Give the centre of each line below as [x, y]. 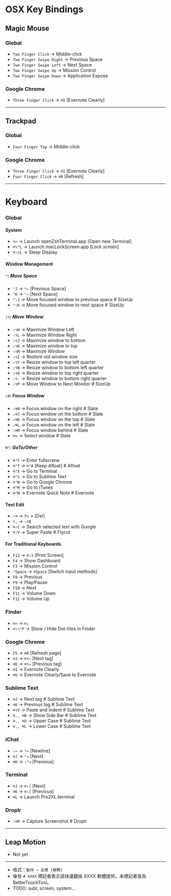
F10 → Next [24, 588]
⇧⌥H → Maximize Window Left [44, 329]
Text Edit [15, 504]
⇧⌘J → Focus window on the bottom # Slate [58, 414]
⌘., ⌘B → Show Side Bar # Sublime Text [54, 715]
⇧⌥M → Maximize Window [39, 351]
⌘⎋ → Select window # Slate [42, 435]
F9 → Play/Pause [30, 583]
